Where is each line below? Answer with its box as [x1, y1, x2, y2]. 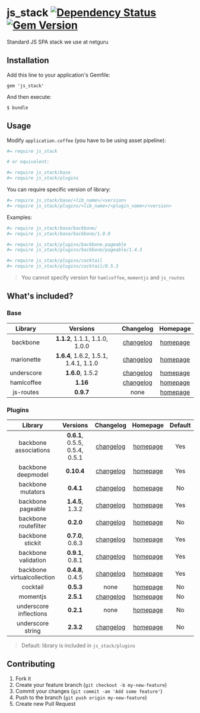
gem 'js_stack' [7, 83, 45, 89]
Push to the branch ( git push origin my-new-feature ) [15, 693, 147, 701]
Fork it [15, 675, 31, 682]
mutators [20, 488, 46, 496]
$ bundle [7, 105, 28, 111]
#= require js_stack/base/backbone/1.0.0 [7, 231, 111, 237]
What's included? [7, 291, 74, 301]
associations [15, 446, 50, 454]
